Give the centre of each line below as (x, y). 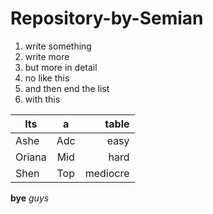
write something (58, 46)
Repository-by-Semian (107, 18)
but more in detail (61, 67)
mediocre (107, 173)
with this (42, 99)
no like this (47, 78)
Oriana (31, 157)
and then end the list (67, 88)
